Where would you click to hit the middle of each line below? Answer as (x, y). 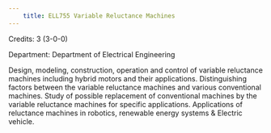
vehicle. (21, 121)
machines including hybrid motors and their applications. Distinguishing (127, 78)
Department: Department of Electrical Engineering (92, 54)
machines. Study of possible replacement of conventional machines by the (133, 96)
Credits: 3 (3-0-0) (38, 39)
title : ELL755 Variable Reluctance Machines (99, 16)
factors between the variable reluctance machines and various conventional (135, 87)
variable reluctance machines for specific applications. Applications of (125, 104)
